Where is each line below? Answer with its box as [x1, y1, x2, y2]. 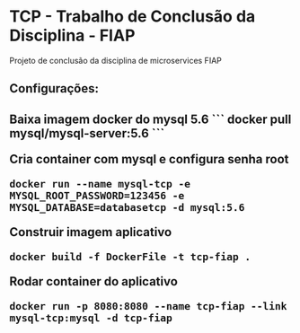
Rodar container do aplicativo [9, 274, 178, 289]
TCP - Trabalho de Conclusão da [9, 6, 256, 27]
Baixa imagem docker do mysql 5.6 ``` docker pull [9, 111, 292, 127]
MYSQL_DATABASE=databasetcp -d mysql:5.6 [9, 200, 245, 214]
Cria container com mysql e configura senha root [9, 151, 289, 167]
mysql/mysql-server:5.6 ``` [9, 126, 165, 141]
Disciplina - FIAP [9, 25, 136, 46]
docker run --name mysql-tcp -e [9, 177, 191, 190]
